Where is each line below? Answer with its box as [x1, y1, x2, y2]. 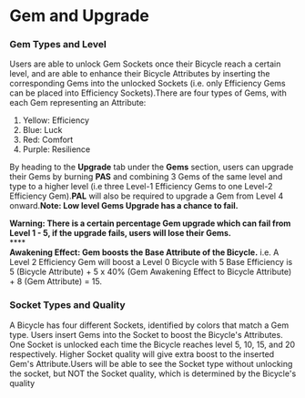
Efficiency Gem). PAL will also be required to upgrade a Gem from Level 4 [9, 190, 284, 201]
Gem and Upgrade [9, 5, 150, 26]
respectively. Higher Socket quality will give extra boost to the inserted [9, 348, 275, 360]
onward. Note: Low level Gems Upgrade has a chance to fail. [9, 200, 239, 211]
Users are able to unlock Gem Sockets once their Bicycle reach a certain [9, 58, 281, 69]
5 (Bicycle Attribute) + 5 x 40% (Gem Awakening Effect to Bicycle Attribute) [9, 266, 292, 278]
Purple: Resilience [22, 144, 91, 155]
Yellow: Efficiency [22, 115, 89, 126]
